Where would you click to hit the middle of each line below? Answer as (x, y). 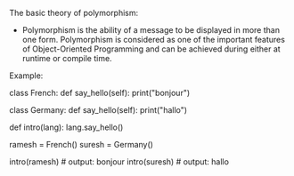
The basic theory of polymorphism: (74, 13)
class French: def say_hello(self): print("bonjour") (100, 93)
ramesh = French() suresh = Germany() (82, 144)
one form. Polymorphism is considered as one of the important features (153, 40)
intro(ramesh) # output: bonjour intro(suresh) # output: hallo (119, 162)
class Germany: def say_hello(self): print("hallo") (98, 110)
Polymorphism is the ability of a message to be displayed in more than (151, 30)
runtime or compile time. (67, 58)
